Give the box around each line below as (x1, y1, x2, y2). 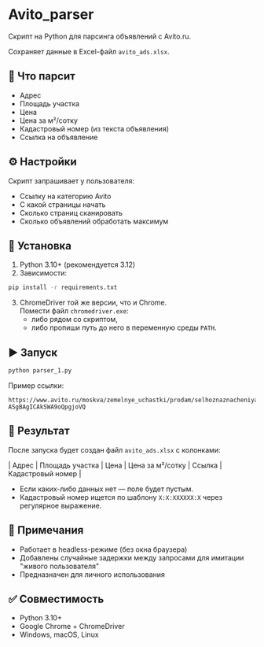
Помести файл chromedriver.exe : (19, 306, 129, 316)
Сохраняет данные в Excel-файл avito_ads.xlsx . (8, 46, 170, 56)
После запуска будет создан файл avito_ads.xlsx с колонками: (8, 445, 222, 454)
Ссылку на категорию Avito (19, 191, 112, 201)
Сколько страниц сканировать (19, 208, 123, 217)
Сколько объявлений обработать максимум (19, 216, 169, 226)
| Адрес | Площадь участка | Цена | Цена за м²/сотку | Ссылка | (8, 460, 222, 470)
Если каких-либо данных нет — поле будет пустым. (19, 484, 194, 494)
